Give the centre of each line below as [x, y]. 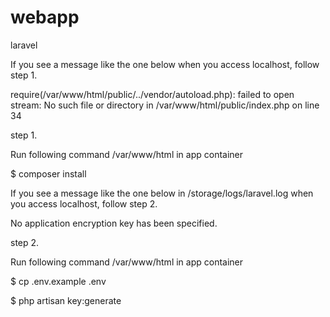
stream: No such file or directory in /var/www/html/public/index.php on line [165, 105]
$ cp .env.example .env [58, 281]
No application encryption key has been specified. [114, 223]
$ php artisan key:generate [66, 300]
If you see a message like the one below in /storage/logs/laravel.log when [162, 193]
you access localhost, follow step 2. [84, 203]
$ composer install [48, 173]
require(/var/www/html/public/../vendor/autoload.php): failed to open [152, 94]
